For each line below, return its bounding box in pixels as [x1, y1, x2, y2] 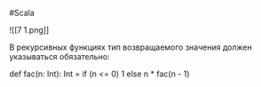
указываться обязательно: [9, 51, 110, 61]
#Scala [9, 8, 36, 18]
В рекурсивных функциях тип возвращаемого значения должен [9, 42, 252, 52]
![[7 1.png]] [9, 25, 50, 35]
